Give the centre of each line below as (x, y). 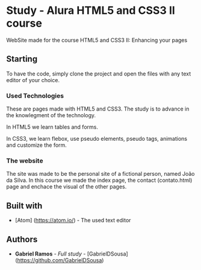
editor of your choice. (33, 80)
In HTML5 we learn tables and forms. (52, 127)
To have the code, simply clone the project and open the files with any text (99, 74)
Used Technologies (35, 95)
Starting (22, 59)
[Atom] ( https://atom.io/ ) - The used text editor (73, 220)
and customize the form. (37, 145)
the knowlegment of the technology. (51, 115)
